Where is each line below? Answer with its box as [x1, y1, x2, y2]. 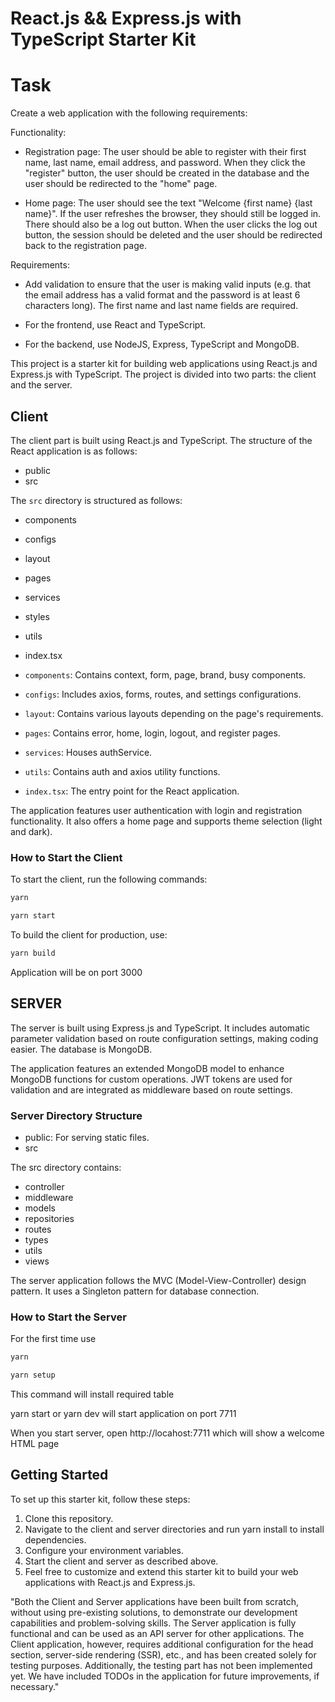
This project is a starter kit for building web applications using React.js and [10, 358, 318, 370]
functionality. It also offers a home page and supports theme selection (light [10, 815, 323, 827]
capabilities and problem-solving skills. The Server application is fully [10, 1617, 297, 1629]
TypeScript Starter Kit [10, 28, 197, 51]
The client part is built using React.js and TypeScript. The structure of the [10, 434, 313, 446]
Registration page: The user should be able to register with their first [24, 146, 307, 158]
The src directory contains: [10, 1161, 122, 1173]
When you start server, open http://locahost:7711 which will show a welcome [10, 1427, 325, 1439]
